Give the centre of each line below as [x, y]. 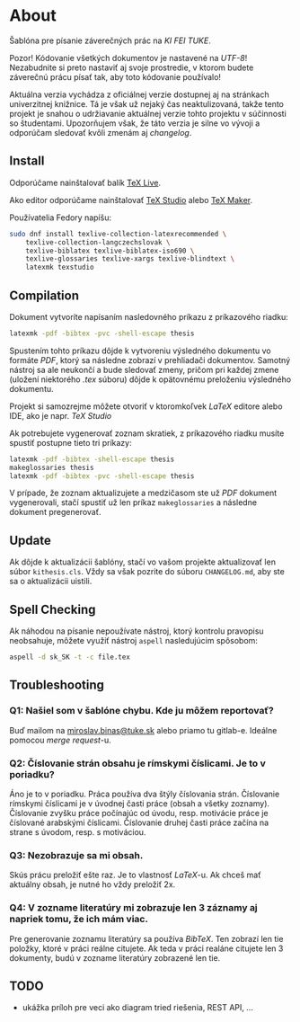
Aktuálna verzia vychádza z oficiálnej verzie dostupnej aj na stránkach [139, 94]
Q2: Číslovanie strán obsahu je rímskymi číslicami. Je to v [138, 763]
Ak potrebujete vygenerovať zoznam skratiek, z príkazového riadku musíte [147, 433]
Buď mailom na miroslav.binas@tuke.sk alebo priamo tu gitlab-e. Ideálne [143, 730]
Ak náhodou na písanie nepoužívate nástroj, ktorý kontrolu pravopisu [137, 631]
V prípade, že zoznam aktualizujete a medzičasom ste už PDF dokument [143, 493]
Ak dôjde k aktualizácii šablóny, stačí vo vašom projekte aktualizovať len [143, 562]
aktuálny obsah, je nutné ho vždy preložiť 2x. [93, 884]
